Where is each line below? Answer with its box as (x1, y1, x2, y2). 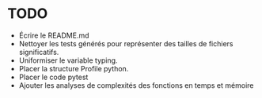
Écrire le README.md (18, 31, 89, 40)
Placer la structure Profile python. (18, 64, 129, 73)
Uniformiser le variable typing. (18, 56, 118, 65)
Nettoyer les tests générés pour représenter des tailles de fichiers (18, 38, 234, 48)
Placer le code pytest (18, 72, 89, 82)
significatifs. (18, 47, 59, 56)
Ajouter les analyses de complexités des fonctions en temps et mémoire (18, 80, 254, 90)
